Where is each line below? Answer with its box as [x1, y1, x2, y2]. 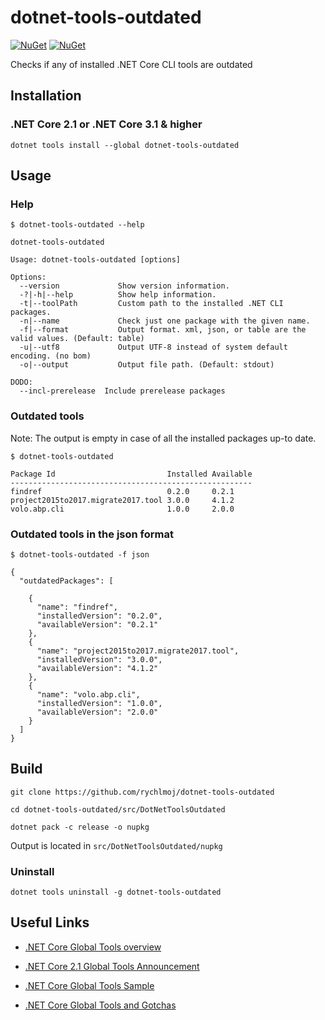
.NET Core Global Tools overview [24, 941, 162, 953]
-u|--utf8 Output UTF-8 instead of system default [19, 342, 288, 353]
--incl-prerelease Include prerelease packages [19, 386, 226, 396]
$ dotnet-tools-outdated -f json [10, 549, 150, 560]
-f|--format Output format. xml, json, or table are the [19, 325, 307, 335]
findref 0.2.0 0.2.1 [10, 486, 235, 496]
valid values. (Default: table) [10, 334, 145, 344]
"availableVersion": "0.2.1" [36, 619, 159, 630]
